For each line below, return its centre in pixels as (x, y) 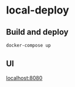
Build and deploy (37, 32)
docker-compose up (28, 45)
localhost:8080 (24, 78)
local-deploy (37, 10)
